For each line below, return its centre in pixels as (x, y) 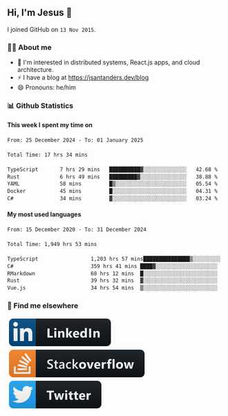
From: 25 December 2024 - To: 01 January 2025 (75, 140)
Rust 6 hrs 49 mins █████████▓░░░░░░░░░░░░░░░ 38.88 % (112, 177)
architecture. (35, 70)
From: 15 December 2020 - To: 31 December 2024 (77, 230)
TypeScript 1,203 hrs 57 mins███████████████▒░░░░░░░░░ (114, 259)
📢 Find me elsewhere (43, 306)
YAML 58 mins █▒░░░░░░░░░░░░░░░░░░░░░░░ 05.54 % (112, 184)
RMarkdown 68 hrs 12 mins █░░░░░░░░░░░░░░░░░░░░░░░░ (112, 274)
